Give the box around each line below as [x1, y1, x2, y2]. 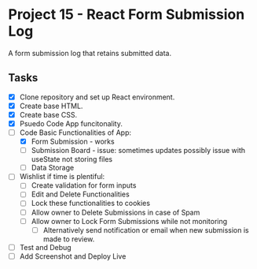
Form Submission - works [31, 136, 116, 147]
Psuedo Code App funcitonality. [19, 118, 123, 128]
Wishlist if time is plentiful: [19, 172, 105, 181]
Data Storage [31, 163, 75, 173]
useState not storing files [31, 155, 112, 164]
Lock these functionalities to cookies [31, 199, 151, 208]
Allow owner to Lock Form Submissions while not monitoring [31, 216, 228, 226]
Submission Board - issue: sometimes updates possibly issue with [31, 146, 246, 155]
